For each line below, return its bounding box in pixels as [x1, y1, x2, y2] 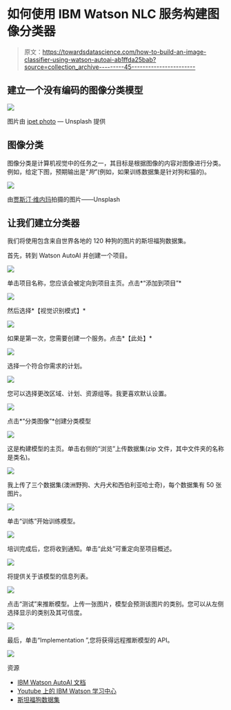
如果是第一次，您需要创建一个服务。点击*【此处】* [7, 334, 153, 342]
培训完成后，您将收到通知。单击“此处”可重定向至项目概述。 [7, 544, 176, 553]
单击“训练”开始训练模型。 [7, 517, 79, 525]
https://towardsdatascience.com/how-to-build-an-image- [42, 48, 207, 56]
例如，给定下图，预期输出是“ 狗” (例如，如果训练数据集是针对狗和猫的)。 [7, 167, 211, 176]
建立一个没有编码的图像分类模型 [7, 84, 143, 97]
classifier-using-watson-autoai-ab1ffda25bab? [23, 55, 157, 63]
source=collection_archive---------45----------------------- [23, 63, 196, 71]
